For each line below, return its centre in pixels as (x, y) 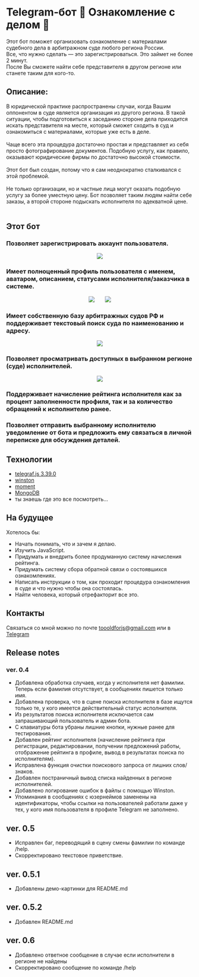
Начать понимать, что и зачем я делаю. (65, 544)
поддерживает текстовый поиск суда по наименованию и (95, 323)
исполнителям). (35, 759)
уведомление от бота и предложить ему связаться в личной (99, 433)
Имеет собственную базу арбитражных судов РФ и (85, 316)
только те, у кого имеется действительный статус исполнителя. (96, 708)
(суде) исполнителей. (39, 366)
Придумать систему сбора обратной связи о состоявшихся (91, 569)
